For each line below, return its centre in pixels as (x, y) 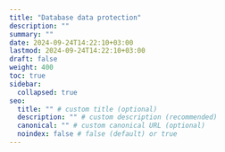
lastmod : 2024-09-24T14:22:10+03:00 (77, 51)
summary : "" (31, 34)
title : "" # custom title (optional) (87, 109)
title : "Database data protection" (75, 17)
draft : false (33, 59)
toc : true (28, 76)
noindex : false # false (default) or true (97, 134)
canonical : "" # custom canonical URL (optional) (111, 126)
